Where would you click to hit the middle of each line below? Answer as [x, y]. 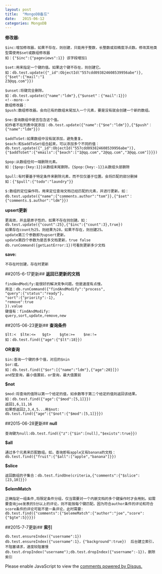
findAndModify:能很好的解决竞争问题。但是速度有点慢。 [55, 284]
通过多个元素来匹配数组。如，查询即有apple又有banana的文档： [61, 453]
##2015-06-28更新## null [31, 423]
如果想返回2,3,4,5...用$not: [32, 410]
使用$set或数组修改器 [31, 53]
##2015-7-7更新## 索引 [29, 527]
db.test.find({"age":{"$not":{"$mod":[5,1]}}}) [54, 414]
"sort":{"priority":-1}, [30, 298]
